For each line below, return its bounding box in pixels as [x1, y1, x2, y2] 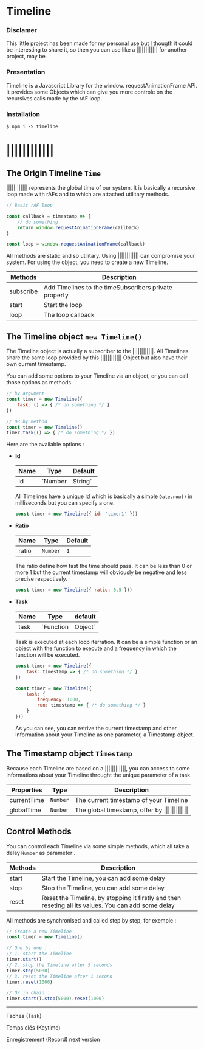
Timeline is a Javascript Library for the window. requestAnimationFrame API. [6, 81, 197, 89]
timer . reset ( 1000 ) [6, 979, 53, 985]
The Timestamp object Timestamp [6, 749, 132, 759]
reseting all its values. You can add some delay [41, 901, 175, 910]
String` [72, 477, 92, 486]
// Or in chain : [6, 990, 50, 996]
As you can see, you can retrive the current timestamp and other [15, 724, 177, 732]
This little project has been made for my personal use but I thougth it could [6, 40, 193, 47]
